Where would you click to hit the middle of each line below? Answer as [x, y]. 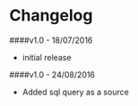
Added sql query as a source [76, 92]
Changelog [51, 16]
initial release [47, 57]
